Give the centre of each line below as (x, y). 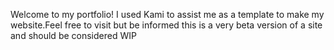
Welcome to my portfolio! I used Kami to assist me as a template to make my (167, 14)
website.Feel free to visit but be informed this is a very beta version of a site (166, 25)
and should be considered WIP (73, 35)
